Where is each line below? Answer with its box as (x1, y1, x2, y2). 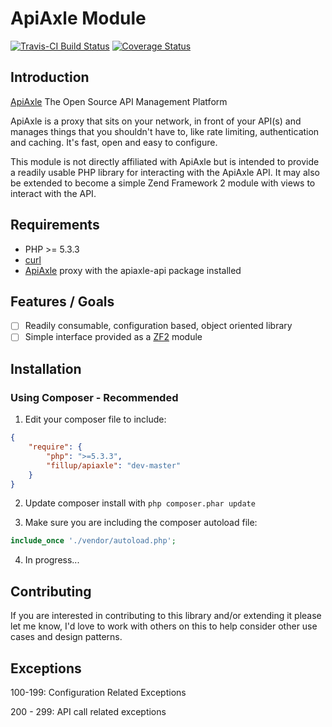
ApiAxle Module (10, 7, 147, 30)
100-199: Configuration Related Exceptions (10, 686, 187, 698)
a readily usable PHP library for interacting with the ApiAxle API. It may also (10, 166, 320, 178)
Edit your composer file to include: (24, 413, 167, 426)
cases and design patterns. (10, 631, 123, 643)
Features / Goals (10, 293, 115, 310)
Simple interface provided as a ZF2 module (24, 331, 203, 343)
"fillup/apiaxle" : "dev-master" (46, 460, 182, 471)
